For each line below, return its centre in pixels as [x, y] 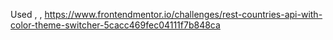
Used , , [26, 14]
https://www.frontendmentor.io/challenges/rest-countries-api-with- [183, 14]
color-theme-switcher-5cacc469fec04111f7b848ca [115, 25]
